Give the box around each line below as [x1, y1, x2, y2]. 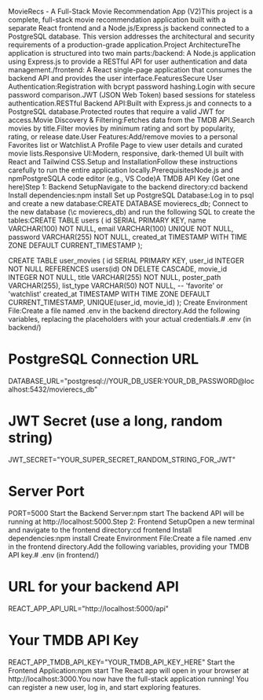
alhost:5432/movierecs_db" [8, 385, 98, 394]
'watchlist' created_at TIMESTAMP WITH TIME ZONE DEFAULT [8, 289, 210, 298]
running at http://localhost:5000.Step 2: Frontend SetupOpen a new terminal [8, 517, 255, 526]
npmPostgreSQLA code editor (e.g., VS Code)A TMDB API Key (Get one [8, 174, 240, 183]
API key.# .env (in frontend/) [8, 550, 100, 559]
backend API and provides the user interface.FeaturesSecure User [8, 74, 223, 83]
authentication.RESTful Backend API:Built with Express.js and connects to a [8, 98, 253, 108]
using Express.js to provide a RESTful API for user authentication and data [8, 57, 247, 66]
